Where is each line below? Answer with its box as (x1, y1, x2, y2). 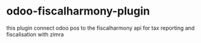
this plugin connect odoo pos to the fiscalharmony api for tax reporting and (6, 24, 195, 31)
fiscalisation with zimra (6, 30, 64, 38)
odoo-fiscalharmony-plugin (6, 4, 150, 18)
